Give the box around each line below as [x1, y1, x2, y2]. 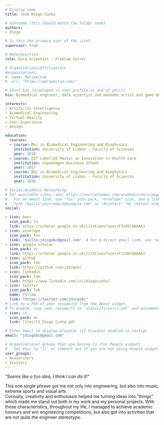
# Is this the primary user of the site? [5, 39, 91, 44]
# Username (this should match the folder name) [5, 21, 106, 26]
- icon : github [5, 256, 36, 261]
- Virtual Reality [5, 115, 42, 120]
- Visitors [5, 360, 27, 365]
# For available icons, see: [5, 192, 64, 197]
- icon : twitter [5, 283, 38, 288]
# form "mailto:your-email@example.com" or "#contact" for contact [5, 201, 150, 206]
